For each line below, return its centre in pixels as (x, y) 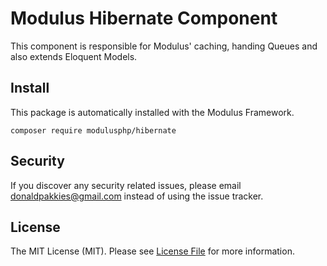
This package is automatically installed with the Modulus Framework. (152, 112)
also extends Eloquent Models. (74, 56)
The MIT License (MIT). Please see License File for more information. (152, 251)
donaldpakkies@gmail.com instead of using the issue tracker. (137, 196)
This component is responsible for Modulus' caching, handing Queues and (164, 46)
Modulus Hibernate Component (144, 18)
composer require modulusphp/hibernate (93, 130)
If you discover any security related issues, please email (126, 185)
